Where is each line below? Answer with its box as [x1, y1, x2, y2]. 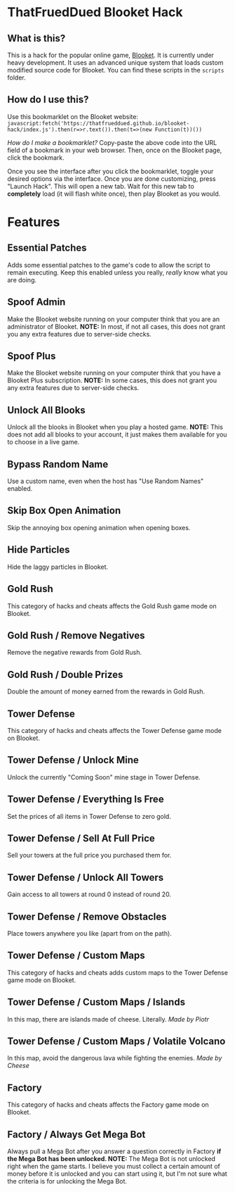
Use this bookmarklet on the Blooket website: [7, 112, 139, 120]
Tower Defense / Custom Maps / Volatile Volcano [7, 1036, 226, 1048]
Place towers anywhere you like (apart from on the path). [7, 929, 172, 937]
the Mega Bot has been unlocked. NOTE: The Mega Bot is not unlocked [7, 1155, 216, 1163]
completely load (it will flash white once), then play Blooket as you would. [7, 189, 221, 198]
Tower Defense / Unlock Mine [7, 754, 139, 766]
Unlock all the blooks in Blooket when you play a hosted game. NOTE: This [7, 423, 223, 432]
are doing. [7, 275, 37, 284]
